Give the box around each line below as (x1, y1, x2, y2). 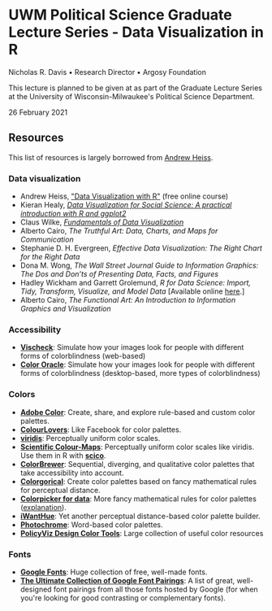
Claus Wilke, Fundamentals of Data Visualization (19, 217, 184, 227)
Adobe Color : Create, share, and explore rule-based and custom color (19, 407, 256, 417)
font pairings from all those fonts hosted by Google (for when (53, 584, 258, 594)
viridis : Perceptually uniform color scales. (19, 433, 161, 443)
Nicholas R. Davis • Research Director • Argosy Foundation (8, 67, 207, 76)
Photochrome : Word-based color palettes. (19, 519, 164, 530)
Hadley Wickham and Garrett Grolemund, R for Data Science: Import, (19, 278, 252, 288)
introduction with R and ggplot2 (19, 209, 127, 219)
